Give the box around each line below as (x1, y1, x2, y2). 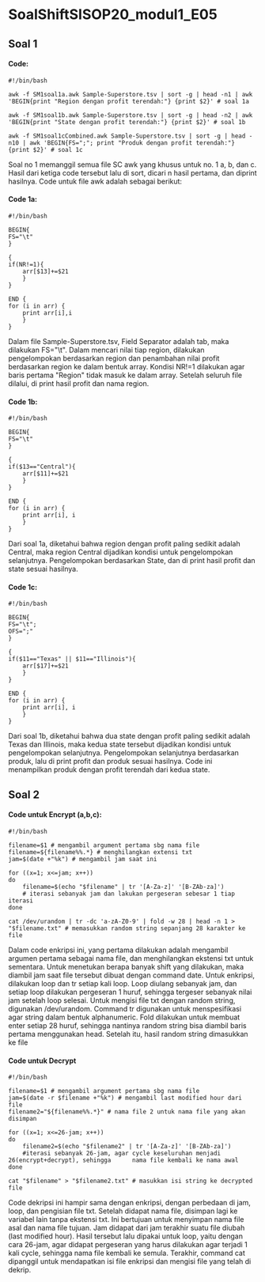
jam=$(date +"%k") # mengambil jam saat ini (8, 855, 157, 863)
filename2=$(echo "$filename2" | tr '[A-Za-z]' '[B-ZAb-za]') (22, 1143, 232, 1151)
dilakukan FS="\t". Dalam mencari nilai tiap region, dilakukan (8, 345, 205, 354)
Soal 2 (8, 788, 40, 801)
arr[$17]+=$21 (22, 662, 69, 670)
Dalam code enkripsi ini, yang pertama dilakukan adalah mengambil (8, 945, 229, 955)
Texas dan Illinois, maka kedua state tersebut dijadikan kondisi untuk (8, 739, 232, 749)
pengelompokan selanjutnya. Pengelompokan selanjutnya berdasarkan (8, 748, 240, 758)
